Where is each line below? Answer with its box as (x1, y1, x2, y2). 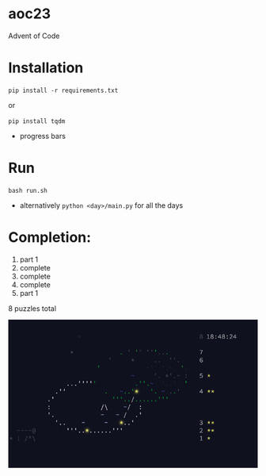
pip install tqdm (8, 117, 66, 125)
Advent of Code (8, 31, 60, 40)
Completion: (8, 228, 92, 246)
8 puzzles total (8, 303, 57, 313)
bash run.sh (8, 186, 47, 194)
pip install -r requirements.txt (8, 86, 119, 94)
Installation (8, 59, 84, 77)
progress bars (19, 131, 66, 140)
